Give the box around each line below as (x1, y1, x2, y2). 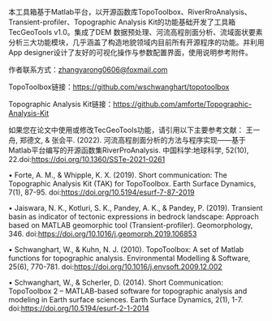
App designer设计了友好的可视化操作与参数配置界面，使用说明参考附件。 (8, 48, 253, 57)
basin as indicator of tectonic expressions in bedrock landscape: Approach (8, 212, 260, 221)
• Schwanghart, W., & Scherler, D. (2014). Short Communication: (8, 278, 223, 287)
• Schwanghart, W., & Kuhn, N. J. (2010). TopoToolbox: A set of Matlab (8, 245, 244, 254)
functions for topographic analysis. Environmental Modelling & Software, (8, 254, 251, 263)
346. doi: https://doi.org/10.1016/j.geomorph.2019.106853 (8, 229, 197, 238)
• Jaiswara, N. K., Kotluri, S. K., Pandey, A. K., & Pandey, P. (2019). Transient (8, 203, 263, 212)
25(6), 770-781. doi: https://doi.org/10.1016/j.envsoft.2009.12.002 (8, 262, 223, 272)
